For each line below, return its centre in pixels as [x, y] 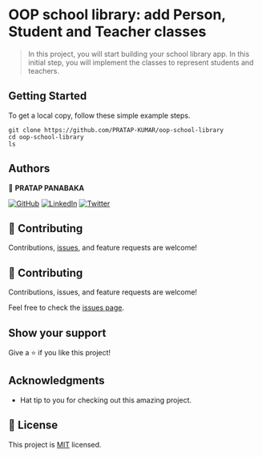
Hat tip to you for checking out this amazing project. [106, 400]
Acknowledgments [57, 381]
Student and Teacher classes [107, 32]
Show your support [57, 333]
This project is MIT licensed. [55, 444]
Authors [29, 168]
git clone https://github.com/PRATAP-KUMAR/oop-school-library [116, 130]
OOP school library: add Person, [117, 15]
